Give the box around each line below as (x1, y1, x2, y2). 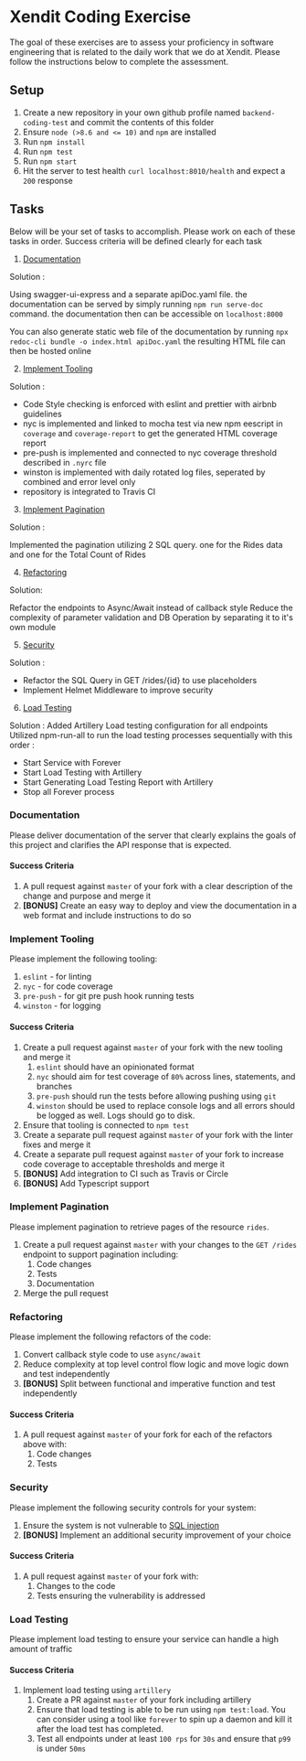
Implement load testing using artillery (22, 1685, 172, 1696)
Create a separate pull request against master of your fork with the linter (22, 1129, 294, 1140)
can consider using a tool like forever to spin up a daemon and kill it (36, 1713, 292, 1725)
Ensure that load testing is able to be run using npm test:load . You (36, 1704, 286, 1715)
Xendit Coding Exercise (9, 6, 192, 27)
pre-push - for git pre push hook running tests (22, 991, 195, 1002)
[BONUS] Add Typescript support (22, 1177, 150, 1188)
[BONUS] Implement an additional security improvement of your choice (22, 1530, 291, 1541)
